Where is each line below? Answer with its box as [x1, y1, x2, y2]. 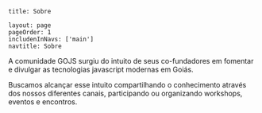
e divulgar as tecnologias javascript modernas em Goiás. [8, 64, 194, 74]
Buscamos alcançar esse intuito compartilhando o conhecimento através [8, 80, 247, 89]
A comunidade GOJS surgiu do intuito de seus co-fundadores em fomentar [8, 56, 254, 65]
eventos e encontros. [8, 97, 78, 107]
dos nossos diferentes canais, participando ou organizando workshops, [8, 88, 243, 98]
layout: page [8, 21, 52, 29]
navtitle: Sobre [8, 42, 62, 50]
